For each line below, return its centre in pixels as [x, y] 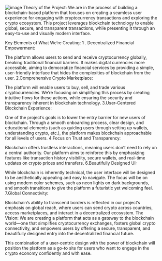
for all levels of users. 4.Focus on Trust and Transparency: [63, 138]
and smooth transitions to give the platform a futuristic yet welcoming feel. [79, 188]
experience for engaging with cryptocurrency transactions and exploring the [81, 18]
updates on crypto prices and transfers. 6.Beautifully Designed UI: [71, 163]
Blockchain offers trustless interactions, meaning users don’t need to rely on [81, 148]
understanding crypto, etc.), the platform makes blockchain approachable [78, 133]
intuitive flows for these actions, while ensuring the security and [69, 98]
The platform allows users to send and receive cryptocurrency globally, [76, 57]
